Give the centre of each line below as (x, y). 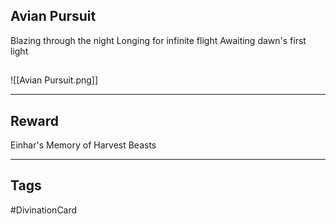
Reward (35, 120)
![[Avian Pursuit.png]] (54, 80)
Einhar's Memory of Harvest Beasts (83, 145)
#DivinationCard (44, 210)
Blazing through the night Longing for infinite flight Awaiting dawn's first (158, 40)
